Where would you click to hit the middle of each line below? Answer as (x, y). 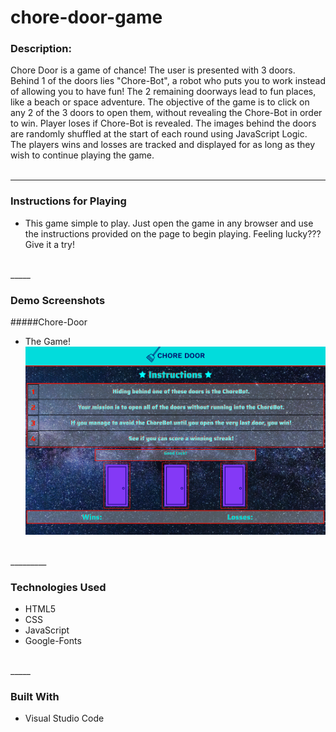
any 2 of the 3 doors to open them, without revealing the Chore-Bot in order (166, 113)
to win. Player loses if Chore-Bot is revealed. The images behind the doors (163, 123)
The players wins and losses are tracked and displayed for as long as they (163, 145)
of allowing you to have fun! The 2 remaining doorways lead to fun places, (163, 92)
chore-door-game (86, 17)
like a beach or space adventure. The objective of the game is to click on (160, 102)
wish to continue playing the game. (82, 155)
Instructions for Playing (68, 201)
